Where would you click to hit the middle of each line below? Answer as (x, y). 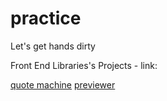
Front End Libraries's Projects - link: (84, 65)
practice (46, 18)
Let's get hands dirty (53, 46)
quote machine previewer (63, 84)
